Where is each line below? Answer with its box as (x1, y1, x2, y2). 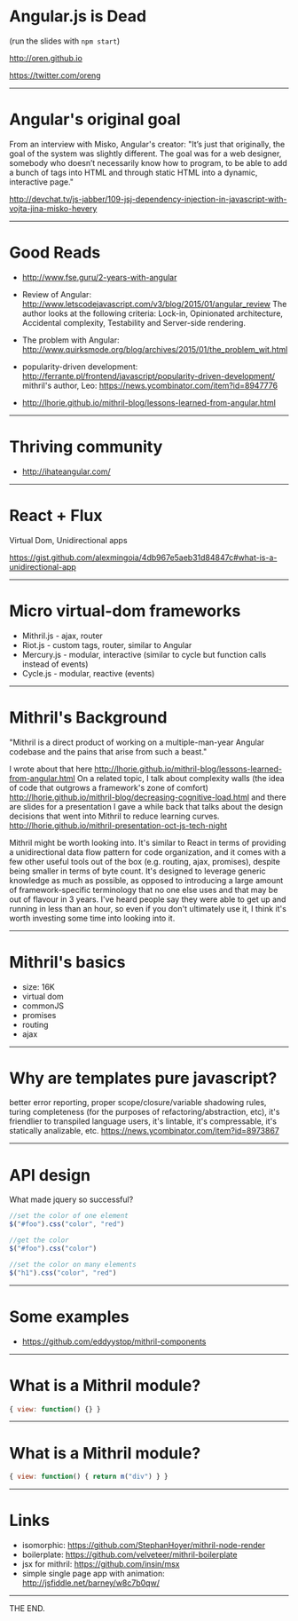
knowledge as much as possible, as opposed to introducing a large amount (9, 874, 284, 885)
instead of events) (21, 659, 89, 669)
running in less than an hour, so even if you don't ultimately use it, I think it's (9, 903, 286, 913)
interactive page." (9, 176, 74, 187)
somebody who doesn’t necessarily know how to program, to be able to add (9, 157, 288, 168)
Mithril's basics (9, 952, 126, 972)
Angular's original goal (9, 109, 181, 130)
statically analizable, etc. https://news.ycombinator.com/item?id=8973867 (9, 1126, 279, 1136)
